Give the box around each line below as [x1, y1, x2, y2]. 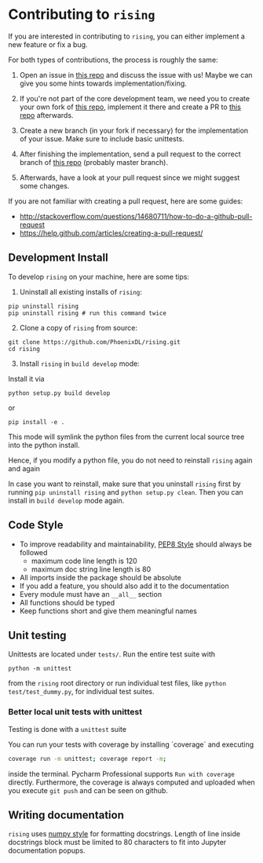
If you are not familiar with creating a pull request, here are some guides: [8, 196, 243, 206]
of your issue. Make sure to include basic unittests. [19, 133, 184, 143]
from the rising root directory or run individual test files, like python [8, 678, 226, 688]
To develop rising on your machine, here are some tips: [8, 272, 190, 281]
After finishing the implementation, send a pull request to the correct [19, 149, 241, 159]
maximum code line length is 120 [31, 556, 137, 565]
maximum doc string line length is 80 [31, 564, 152, 574]
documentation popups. [8, 846, 86, 855]
